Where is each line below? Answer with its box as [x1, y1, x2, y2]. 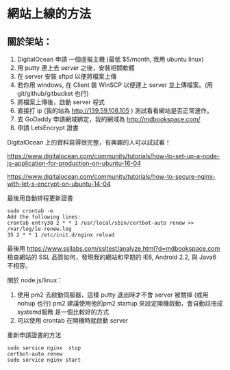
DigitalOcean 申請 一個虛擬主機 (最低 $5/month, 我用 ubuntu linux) [16, 56, 204, 63]
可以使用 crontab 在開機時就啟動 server [16, 317, 129, 324]
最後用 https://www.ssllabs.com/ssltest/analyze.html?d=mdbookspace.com [7, 245, 220, 252]
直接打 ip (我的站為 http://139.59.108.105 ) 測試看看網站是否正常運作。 [16, 107, 214, 114]
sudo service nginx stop [7, 345, 81, 351]
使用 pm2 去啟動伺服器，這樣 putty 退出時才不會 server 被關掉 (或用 [16, 291, 209, 299]
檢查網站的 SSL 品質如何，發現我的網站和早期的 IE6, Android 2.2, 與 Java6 [7, 253, 217, 261]
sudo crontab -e [7, 208, 53, 214]
